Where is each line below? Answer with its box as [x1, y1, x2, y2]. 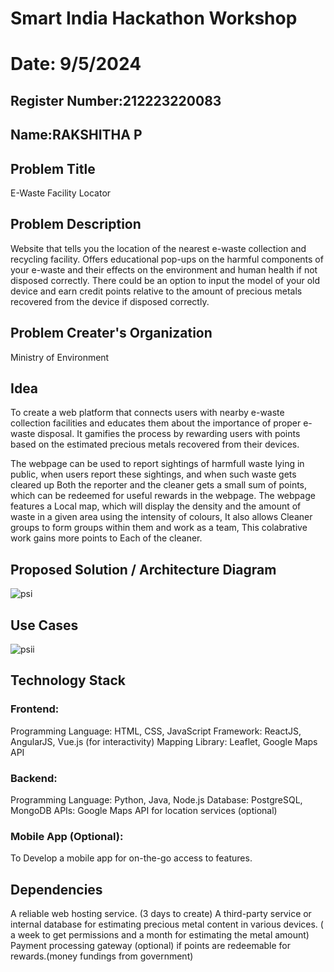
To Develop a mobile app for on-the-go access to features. [10, 852, 253, 864]
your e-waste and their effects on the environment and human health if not [10, 263, 318, 276]
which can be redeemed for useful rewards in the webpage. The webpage [10, 490, 316, 502]
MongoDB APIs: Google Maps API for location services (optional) [10, 805, 278, 817]
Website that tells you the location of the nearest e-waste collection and [10, 242, 307, 254]
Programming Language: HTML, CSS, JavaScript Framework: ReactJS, [10, 725, 302, 737]
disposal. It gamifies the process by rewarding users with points [37, 428, 301, 440]
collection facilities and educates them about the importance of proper [10, 417, 302, 429]
